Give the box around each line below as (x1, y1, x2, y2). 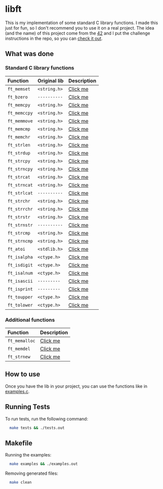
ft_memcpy (7, 102, 30, 108)
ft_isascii (7, 278, 33, 284)
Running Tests (5, 403, 50, 411)
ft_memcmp (7, 126, 30, 131)
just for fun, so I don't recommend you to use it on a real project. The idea (5, 25, 155, 31)
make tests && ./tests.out (9, 425, 65, 430)
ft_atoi (7, 246, 26, 252)
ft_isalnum (7, 270, 33, 276)
